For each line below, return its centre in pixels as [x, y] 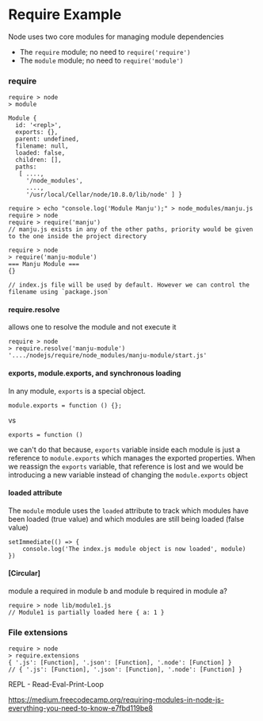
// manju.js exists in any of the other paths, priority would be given [131, 229]
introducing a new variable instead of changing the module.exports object [128, 475]
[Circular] [25, 573]
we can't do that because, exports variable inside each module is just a [124, 449]
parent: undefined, [48, 139]
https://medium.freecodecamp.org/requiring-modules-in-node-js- [116, 700]
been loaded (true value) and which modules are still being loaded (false [126, 519]
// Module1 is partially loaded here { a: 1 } [86, 613]
